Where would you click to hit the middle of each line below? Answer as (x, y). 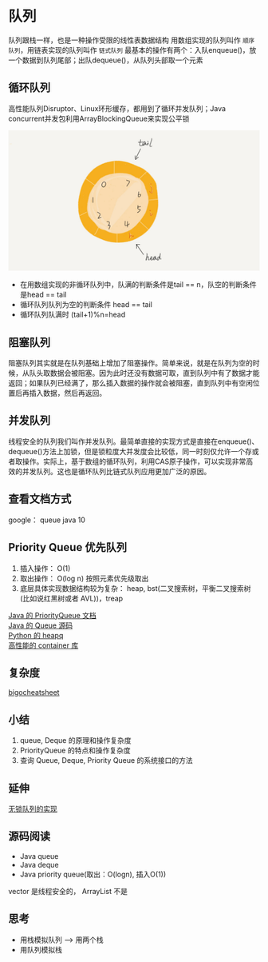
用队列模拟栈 (41, 949)
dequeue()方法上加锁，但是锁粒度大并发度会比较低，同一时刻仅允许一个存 (130, 451)
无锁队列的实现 (33, 808)
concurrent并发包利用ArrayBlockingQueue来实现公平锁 (99, 118)
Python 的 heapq (36, 635)
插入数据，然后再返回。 (67, 393)
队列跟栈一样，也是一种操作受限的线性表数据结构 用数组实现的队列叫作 (124, 40)
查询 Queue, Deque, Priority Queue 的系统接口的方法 (106, 760)
